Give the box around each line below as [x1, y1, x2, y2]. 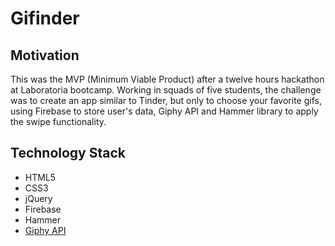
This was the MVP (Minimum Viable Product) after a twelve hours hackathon [10, 73, 325, 85]
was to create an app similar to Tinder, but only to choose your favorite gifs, [10, 95, 322, 106]
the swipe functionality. [10, 116, 107, 127]
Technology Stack [10, 145, 126, 162]
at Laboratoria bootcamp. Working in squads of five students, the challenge [10, 84, 322, 96]
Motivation [10, 47, 80, 64]
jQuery [24, 192, 53, 204]
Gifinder [10, 7, 80, 30]
